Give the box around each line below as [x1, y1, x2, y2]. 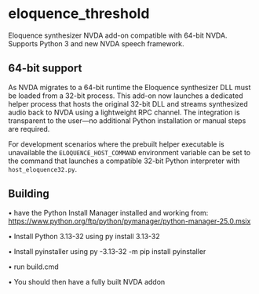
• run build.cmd [8, 262, 59, 271]
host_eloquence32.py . [8, 164, 78, 173]
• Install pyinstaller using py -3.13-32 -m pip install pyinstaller [8, 246, 206, 256]
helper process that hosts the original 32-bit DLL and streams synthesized [8, 99, 249, 108]
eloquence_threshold [8, 5, 150, 23]
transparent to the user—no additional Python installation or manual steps [8, 115, 246, 125]
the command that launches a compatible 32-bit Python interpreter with [8, 156, 241, 165]
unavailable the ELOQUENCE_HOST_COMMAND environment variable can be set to [8, 147, 251, 157]
